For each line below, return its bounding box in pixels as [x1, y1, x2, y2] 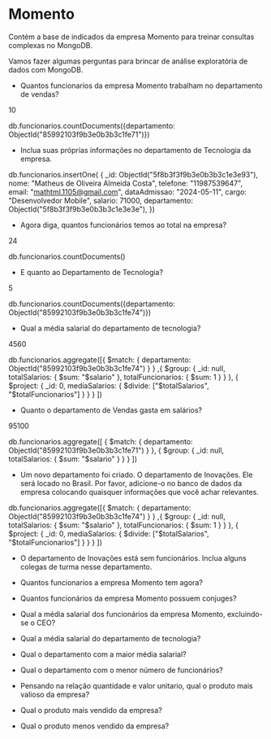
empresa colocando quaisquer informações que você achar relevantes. [19, 487, 260, 496]
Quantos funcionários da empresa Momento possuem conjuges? [19, 593, 237, 603]
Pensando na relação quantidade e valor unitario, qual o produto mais [19, 680, 253, 690]
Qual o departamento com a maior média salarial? [19, 649, 187, 659]
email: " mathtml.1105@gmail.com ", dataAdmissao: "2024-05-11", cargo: [8, 186, 247, 196]
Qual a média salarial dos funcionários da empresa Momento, [19, 609, 226, 619]
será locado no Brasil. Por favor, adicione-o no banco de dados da [19, 478, 243, 488]
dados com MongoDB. [8, 64, 84, 74]
